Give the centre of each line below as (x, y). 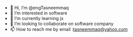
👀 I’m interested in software (38, 13)
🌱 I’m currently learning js (37, 18)
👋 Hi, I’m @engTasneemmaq (39, 8)
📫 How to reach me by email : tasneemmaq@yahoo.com (69, 29)
